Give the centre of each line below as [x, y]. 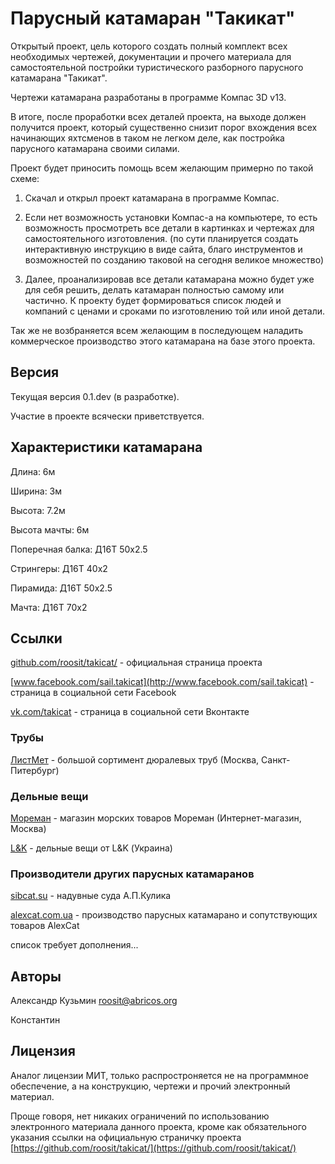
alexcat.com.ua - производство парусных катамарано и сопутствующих [164, 915]
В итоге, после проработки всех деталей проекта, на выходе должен [158, 116]
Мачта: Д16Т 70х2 [49, 607]
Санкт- [276, 759]
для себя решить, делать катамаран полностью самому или [154, 289]
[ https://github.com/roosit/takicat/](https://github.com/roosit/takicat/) [153, 1148]
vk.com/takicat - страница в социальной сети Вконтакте [130, 712]
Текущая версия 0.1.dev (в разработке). [95, 396]
